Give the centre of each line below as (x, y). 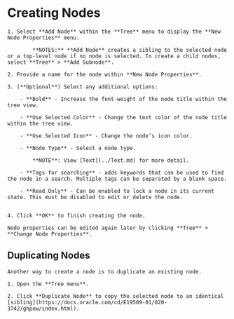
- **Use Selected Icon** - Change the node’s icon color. (106, 136)
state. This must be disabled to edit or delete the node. (95, 197)
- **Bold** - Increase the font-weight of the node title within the (124, 99)
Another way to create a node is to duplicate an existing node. (104, 271)
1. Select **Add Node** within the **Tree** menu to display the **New (114, 32)
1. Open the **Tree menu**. (48, 284)
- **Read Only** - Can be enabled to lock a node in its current (117, 191)
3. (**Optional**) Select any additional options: (83, 87)
